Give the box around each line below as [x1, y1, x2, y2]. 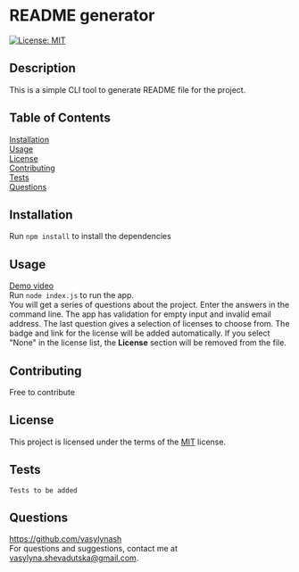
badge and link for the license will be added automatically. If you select [9, 327, 270, 339]
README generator [9, 5, 155, 26]
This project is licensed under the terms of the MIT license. [9, 436, 226, 447]
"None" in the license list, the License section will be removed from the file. [9, 337, 287, 348]
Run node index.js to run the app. [9, 290, 135, 301]
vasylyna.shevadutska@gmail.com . [9, 552, 139, 563]
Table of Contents [9, 111, 112, 126]
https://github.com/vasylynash [9, 534, 122, 544]
